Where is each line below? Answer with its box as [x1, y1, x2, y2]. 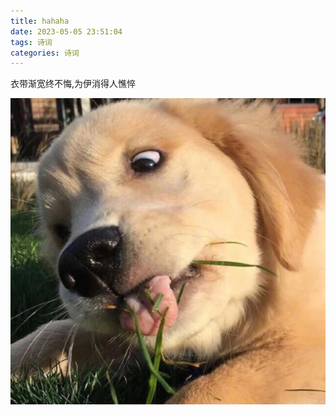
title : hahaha [10, 16, 70, 26]
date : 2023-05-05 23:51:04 [10, 26, 123, 37]
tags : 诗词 [10, 37, 53, 47]
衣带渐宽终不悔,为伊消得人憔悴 [10, 78, 137, 90]
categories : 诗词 [10, 48, 80, 58]
